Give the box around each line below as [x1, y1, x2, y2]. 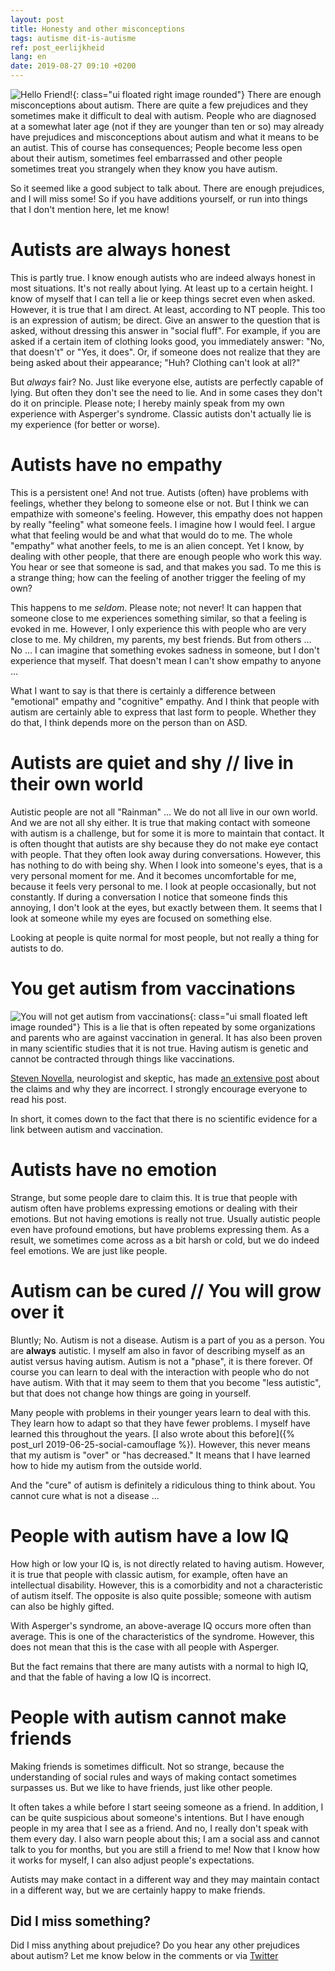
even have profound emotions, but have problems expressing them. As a [10, 1223, 310, 1235]
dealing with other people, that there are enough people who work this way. [10, 550, 323, 562]
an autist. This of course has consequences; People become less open [10, 142, 303, 153]
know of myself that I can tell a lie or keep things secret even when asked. [10, 292, 315, 305]
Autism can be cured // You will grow [10, 1279, 322, 1302]
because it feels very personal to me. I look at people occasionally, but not [10, 880, 317, 892]
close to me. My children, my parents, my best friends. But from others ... [10, 633, 312, 645]
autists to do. [10, 942, 65, 954]
